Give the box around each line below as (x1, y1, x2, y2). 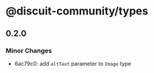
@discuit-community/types (5, 4, 149, 18)
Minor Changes (5, 46, 52, 55)
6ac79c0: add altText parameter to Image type (14, 60, 132, 67)
